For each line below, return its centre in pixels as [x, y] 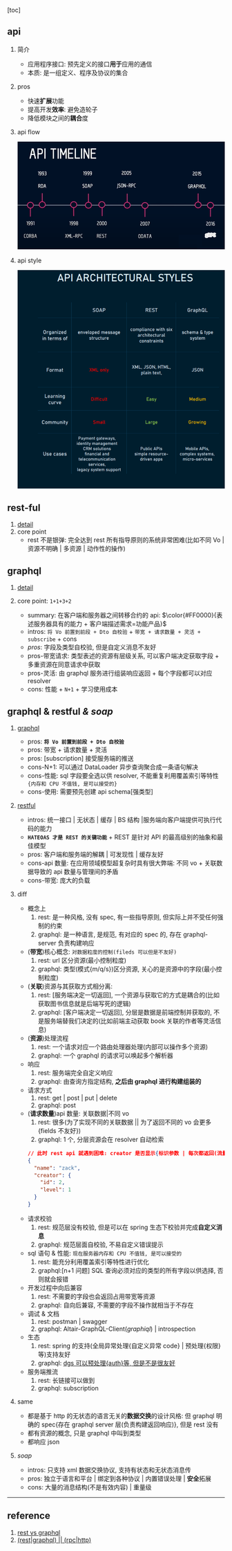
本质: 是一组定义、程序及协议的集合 [78, 73]
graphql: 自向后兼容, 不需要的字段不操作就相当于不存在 [116, 1305]
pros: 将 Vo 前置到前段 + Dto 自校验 [76, 741]
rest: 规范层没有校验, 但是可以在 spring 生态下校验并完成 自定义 [127, 1227]
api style [29, 260]
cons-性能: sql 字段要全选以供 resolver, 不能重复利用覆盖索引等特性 [123, 775]
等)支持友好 [54, 1354]
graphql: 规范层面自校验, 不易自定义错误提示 [100, 1244]
